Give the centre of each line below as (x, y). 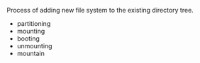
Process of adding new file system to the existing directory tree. (100, 10)
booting (28, 38)
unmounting (34, 46)
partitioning (34, 23)
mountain (31, 53)
